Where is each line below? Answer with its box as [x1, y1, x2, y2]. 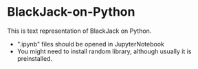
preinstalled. [16, 54, 53, 62]
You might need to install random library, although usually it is [16, 47, 192, 55]
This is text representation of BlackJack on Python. [7, 27, 152, 35]
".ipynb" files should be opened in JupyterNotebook [16, 40, 165, 48]
